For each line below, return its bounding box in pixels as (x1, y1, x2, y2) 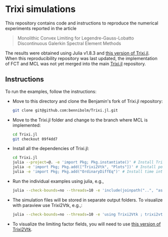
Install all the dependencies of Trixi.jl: (12, 145, 89, 151)
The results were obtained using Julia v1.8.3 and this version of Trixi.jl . (5, 50, 150, 56)
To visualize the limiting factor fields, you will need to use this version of (12, 221, 161, 227)
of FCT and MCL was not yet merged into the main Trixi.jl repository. (5, 60, 146, 66)
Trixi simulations (5, 3, 76, 15)
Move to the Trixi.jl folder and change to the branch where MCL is (12, 116, 148, 123)
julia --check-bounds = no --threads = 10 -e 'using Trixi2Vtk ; (12, 211, 143, 217)
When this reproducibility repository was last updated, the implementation (5, 55, 157, 61)
